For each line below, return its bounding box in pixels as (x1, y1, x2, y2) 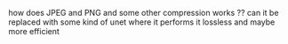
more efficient (8, 26, 60, 36)
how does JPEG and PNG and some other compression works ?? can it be (8, 8, 279, 18)
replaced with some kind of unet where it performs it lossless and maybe (8, 17, 276, 27)
